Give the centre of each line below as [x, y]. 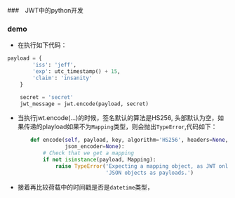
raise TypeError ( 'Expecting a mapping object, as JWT [135, 166]
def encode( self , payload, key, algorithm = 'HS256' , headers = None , [129, 140]
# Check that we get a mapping [89, 153]
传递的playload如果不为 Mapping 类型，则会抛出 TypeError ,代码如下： [120, 127]
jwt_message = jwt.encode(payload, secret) [85, 104]
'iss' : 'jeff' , [55, 65]
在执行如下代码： [42, 45]
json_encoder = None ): [95, 147]
